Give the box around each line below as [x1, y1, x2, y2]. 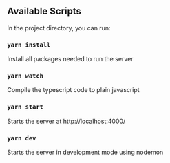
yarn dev [7, 134, 36, 142]
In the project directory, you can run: [7, 23, 111, 32]
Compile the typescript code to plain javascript [7, 86, 140, 94]
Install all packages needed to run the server [7, 55, 134, 63]
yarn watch [7, 72, 43, 80]
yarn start [7, 103, 43, 111]
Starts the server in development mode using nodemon [7, 148, 164, 156]
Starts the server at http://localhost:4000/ [7, 117, 126, 125]
